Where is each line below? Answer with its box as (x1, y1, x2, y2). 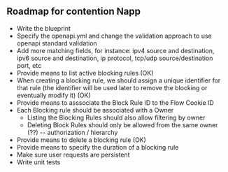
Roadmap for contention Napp (6, 6, 141, 17)
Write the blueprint (16, 24, 71, 32)
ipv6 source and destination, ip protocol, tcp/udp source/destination (16, 54, 213, 62)
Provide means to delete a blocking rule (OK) (16, 136, 146, 144)
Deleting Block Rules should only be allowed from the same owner (27, 120, 218, 129)
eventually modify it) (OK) (16, 91, 92, 99)
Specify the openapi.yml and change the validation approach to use (16, 31, 212, 40)
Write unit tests (16, 157, 61, 166)
